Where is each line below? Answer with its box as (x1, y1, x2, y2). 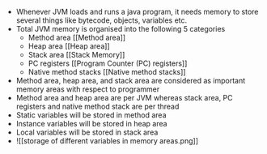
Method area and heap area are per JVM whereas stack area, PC (15, 93, 233, 102)
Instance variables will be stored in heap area (15, 119, 167, 128)
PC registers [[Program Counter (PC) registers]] (28, 58, 188, 68)
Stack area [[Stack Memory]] (28, 50, 125, 59)
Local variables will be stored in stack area (15, 127, 159, 137)
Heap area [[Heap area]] (28, 41, 111, 51)
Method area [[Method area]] (28, 32, 126, 42)
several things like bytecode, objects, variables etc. (15, 15, 188, 25)
